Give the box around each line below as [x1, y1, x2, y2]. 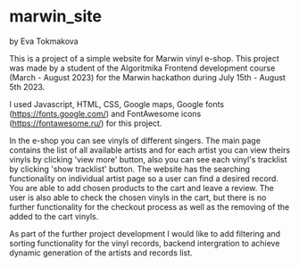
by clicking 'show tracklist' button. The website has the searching [9, 163, 251, 174]
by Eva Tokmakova [9, 36, 79, 46]
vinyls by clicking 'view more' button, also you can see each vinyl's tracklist [9, 154, 287, 164]
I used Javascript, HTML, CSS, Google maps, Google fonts [9, 98, 225, 109]
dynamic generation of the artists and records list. [9, 247, 194, 258]
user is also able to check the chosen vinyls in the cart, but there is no [9, 192, 267, 203]
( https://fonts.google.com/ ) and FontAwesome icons [9, 108, 202, 119]
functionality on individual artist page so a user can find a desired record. [9, 172, 279, 184]
